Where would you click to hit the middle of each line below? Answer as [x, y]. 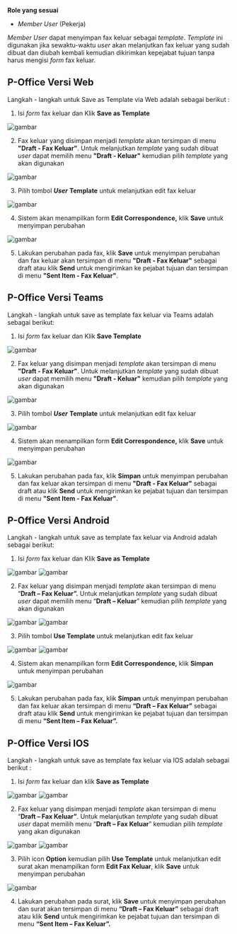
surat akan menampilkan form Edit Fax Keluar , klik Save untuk [108, 867]
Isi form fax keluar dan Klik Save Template [79, 336]
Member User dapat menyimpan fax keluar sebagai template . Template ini [115, 38]
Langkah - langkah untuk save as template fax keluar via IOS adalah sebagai [118, 761]
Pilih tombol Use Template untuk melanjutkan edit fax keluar [105, 636]
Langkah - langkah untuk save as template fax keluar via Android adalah [112, 538]
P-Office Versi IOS [48, 743]
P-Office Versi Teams [56, 298]
